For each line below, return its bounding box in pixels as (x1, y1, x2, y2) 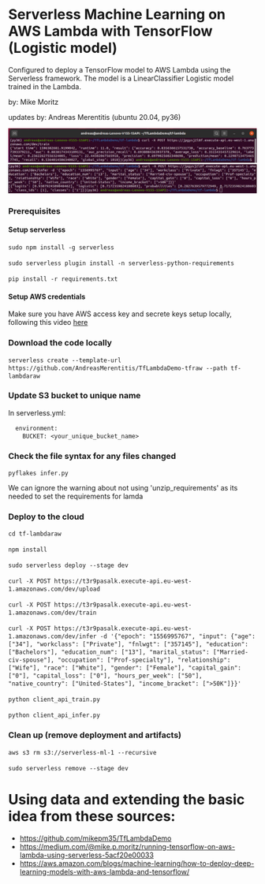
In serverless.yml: (8, 408, 66, 417)
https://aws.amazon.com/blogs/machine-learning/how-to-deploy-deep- (19, 858, 255, 868)
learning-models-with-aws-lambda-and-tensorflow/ (19, 867, 190, 876)
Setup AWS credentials (8, 292, 86, 301)
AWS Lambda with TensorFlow (8, 22, 213, 40)
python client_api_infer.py (8, 711, 101, 719)
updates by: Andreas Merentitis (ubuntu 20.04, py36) (8, 112, 181, 121)
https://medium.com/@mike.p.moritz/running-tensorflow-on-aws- (19, 841, 235, 851)
